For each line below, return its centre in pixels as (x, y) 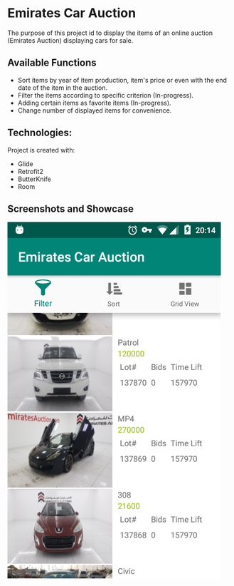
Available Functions (52, 63)
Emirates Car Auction (72, 13)
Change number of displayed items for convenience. (95, 110)
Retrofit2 (31, 171)
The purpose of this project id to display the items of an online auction (110, 33)
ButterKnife (34, 179)
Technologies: (40, 133)
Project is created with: (41, 150)
